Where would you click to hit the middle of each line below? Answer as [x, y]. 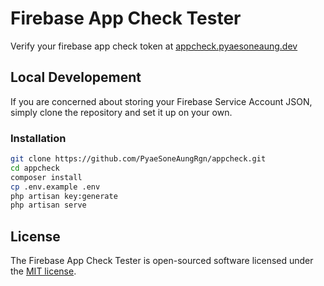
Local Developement [76, 77]
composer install [46, 177]
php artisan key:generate [64, 196]
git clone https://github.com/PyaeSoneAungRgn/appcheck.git [138, 159]
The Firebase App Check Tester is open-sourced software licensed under [162, 261]
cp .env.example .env [55, 187]
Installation [38, 138]
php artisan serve [48, 205]
